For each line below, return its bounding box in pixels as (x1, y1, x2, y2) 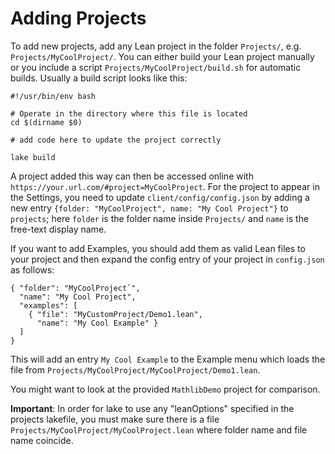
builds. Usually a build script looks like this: (10, 72, 188, 84)
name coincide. (10, 434, 74, 446)
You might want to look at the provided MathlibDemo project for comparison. (10, 383, 321, 395)
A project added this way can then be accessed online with (10, 170, 254, 182)
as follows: (10, 263, 55, 276)
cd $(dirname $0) (10, 117, 83, 127)
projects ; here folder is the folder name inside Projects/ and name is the (10, 212, 310, 224)
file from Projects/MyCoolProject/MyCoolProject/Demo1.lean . (10, 363, 261, 376)
